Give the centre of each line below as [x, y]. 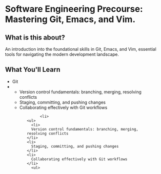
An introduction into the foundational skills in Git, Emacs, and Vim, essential [81, 49]
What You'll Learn [33, 70]
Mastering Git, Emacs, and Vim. [70, 19]
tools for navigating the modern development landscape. [62, 54]
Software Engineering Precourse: [74, 9]
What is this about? [35, 37]
